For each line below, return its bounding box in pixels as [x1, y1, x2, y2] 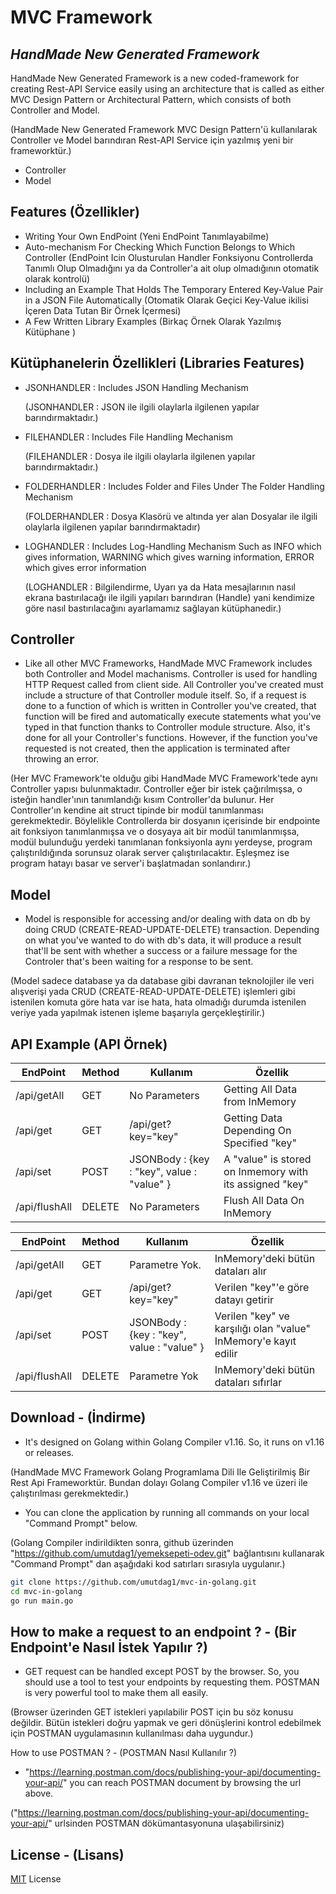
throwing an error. [24, 753, 100, 765]
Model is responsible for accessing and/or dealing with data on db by [24, 913, 311, 925]
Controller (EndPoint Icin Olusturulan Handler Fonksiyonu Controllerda [24, 251, 314, 263]
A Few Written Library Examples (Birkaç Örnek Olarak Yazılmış [24, 315, 282, 327]
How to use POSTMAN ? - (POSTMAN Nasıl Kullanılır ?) [10, 1747, 238, 1759]
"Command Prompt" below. [24, 1517, 138, 1529]
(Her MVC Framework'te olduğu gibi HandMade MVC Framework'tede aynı [10, 772, 318, 785]
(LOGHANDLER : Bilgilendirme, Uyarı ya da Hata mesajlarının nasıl [24, 581, 296, 593]
